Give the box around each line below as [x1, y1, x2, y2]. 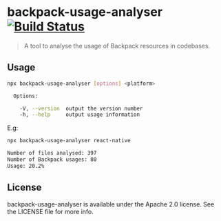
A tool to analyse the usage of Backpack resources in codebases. [23, 41, 211, 50]
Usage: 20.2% [7, 162, 45, 169]
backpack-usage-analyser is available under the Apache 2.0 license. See [7, 200, 215, 208]
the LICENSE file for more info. [7, 207, 94, 215]
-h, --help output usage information [19, 111, 140, 118]
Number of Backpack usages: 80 [7, 156, 97, 163]
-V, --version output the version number [19, 105, 143, 112]
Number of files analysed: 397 [7, 150, 97, 157]
